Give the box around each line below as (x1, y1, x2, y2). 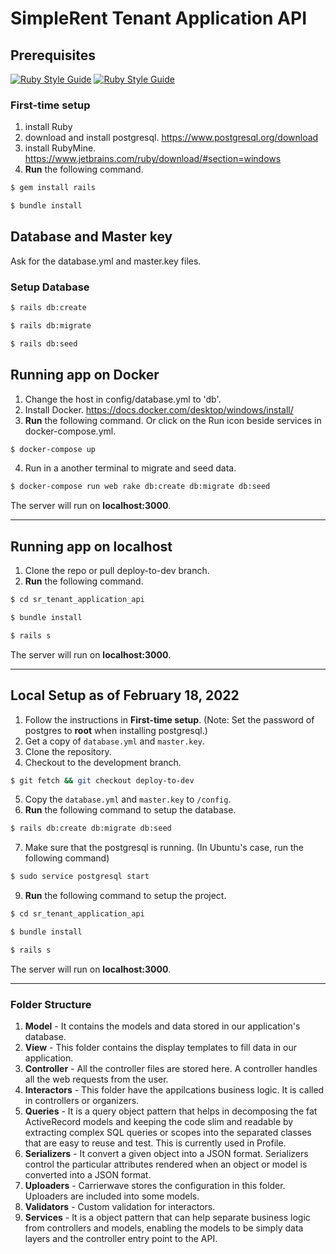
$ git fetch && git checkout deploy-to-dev (10, 775, 195, 786)
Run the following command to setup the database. (24, 804, 237, 816)
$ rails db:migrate (10, 321, 92, 331)
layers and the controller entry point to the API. (24, 1233, 218, 1245)
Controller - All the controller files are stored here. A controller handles (24, 1063, 318, 1075)
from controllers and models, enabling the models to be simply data (24, 1222, 304, 1234)
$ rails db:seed (10, 338, 78, 349)
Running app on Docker (10, 367, 160, 384)
